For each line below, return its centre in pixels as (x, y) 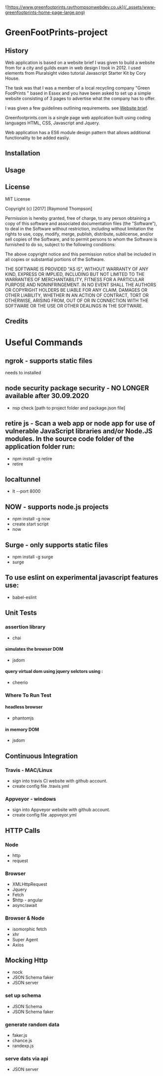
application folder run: (40, 447)
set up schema (23, 996)
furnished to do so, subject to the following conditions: (60, 244)
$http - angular (28, 900)
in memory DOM (22, 729)
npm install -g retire (32, 459)
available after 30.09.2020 (47, 396)
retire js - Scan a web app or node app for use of (80, 424)
